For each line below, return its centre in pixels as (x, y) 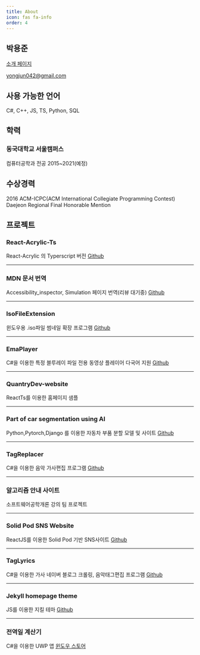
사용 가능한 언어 (33, 96)
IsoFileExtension (31, 314)
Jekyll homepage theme (42, 596)
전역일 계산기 (24, 632)
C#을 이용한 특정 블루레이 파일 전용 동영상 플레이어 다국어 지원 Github (87, 363)
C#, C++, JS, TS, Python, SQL (43, 110)
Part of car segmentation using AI (56, 419)
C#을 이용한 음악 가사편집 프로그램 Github (55, 468)
